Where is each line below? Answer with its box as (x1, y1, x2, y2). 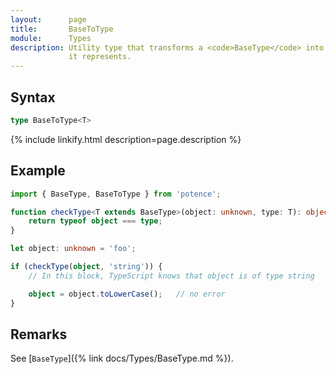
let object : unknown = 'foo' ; (10, 244, 137, 254)
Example (10, 162, 66, 180)
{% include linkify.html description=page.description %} (10, 133, 242, 145)
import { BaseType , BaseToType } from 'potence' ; (10, 189, 222, 199)
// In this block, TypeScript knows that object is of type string (28, 271, 315, 281)
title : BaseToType (10, 24, 114, 34)
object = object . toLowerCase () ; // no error (28, 289, 226, 299)
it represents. (68, 52, 132, 62)
